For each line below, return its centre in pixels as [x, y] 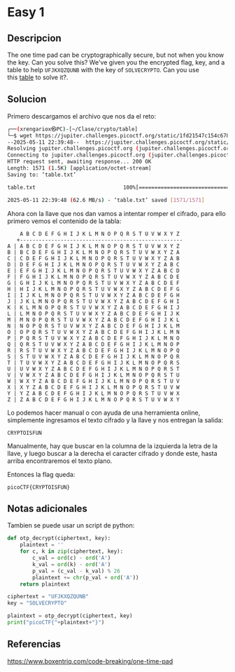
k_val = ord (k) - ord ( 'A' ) [72, 564]
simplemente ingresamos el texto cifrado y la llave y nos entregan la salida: [115, 420]
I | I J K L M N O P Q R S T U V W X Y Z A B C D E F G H [93, 295]
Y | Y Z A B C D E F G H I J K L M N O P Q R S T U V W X [93, 394]
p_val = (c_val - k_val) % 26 [76, 571]
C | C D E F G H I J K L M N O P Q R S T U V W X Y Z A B [93, 258]
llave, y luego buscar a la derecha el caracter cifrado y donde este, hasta [113, 453]
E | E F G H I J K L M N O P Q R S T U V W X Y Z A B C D [93, 271]
